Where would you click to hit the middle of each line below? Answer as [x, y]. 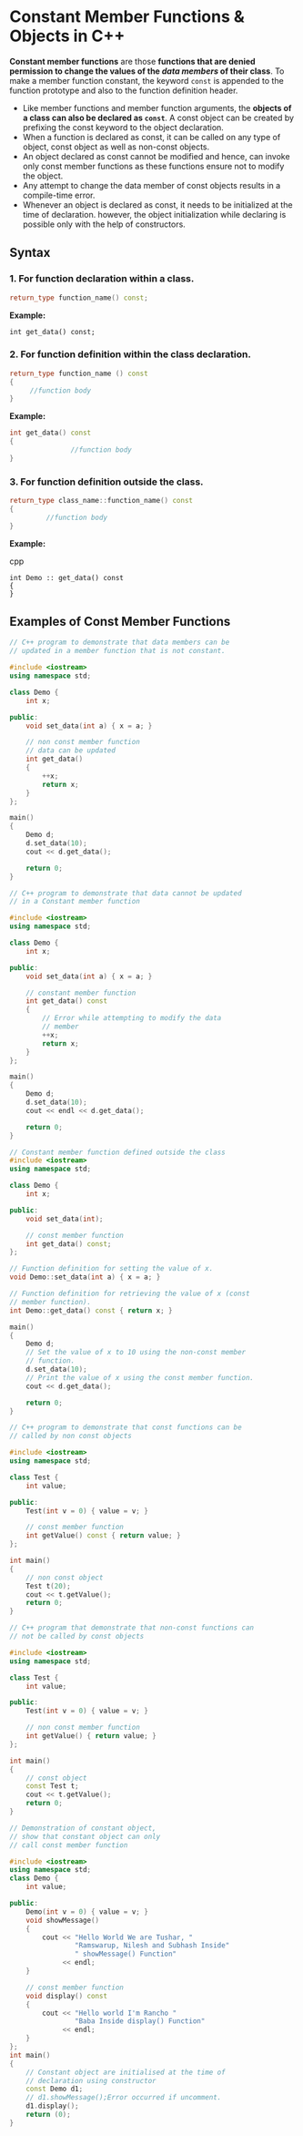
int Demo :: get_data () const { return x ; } [91, 1310]
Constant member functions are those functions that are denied [133, 61]
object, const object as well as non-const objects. [116, 147]
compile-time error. [59, 195]
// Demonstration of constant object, [83, 1828]
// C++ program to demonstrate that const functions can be [126, 1427]
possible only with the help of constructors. [104, 224]
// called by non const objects [71, 1436]
